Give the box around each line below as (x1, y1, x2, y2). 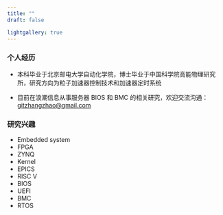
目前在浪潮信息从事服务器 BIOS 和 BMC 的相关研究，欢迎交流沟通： (16, 93, 209, 101)
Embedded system (16, 135, 71, 143)
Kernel (16, 157, 36, 165)
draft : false (7, 17, 45, 23)
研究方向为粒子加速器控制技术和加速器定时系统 (29, 79, 162, 87)
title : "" (7, 10, 36, 17)
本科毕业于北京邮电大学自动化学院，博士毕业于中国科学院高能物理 (16, 70, 204, 78)
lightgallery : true (7, 29, 63, 36)
